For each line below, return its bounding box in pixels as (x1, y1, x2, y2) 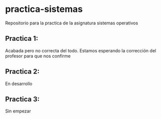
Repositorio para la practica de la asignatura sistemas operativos (5, 20, 139, 26)
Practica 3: (5, 95, 40, 103)
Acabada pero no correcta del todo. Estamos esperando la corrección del (5, 47, 156, 53)
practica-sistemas (5, 3, 83, 15)
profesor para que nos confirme (5, 53, 71, 59)
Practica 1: (5, 34, 38, 43)
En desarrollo (5, 81, 32, 87)
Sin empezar (5, 108, 31, 114)
